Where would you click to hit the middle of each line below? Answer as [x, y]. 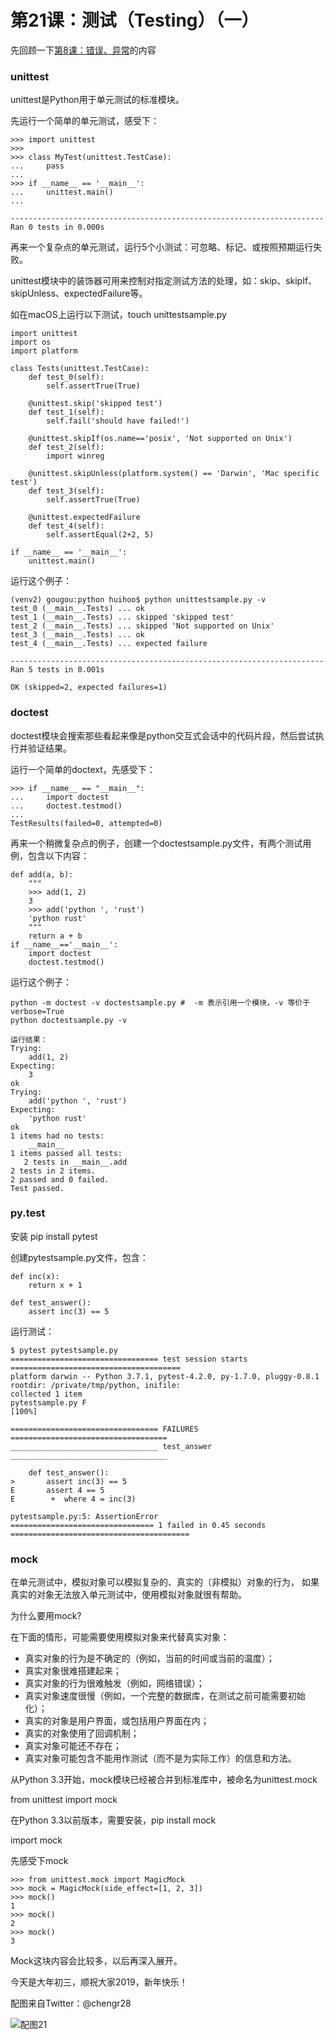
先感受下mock [39, 1861]
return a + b [55, 936]
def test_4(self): [66, 526]
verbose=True [37, 1011]
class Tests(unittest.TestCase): [80, 369]
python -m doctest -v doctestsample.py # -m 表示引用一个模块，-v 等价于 [160, 1002]
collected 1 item [46, 1394]
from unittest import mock [64, 1800]
